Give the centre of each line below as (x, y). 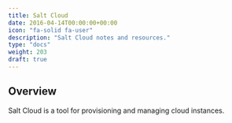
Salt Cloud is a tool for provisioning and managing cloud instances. (116, 110)
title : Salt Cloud (38, 15)
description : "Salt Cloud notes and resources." (89, 37)
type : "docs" (29, 45)
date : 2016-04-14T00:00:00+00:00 (63, 23)
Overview (33, 91)
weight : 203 (28, 52)
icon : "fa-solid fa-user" (50, 30)
